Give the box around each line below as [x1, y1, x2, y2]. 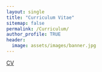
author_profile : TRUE [6, 31, 61, 38]
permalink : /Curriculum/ [6, 25, 69, 32]
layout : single [6, 8, 45, 15]
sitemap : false [6, 20, 45, 26]
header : [6, 37, 26, 43]
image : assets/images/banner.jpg [12, 43, 97, 49]
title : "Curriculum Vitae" [6, 15, 75, 21]
